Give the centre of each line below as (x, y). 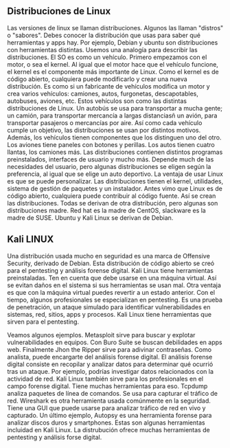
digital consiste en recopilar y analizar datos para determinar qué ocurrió (110, 364)
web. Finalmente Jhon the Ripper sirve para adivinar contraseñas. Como (109, 349)
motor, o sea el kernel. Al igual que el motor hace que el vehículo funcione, (113, 64)
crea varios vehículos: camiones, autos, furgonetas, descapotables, (103, 93)
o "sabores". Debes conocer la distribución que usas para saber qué (104, 35)
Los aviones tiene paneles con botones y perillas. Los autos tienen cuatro (111, 144)
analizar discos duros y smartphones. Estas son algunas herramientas (106, 423)
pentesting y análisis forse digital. (55, 437)
